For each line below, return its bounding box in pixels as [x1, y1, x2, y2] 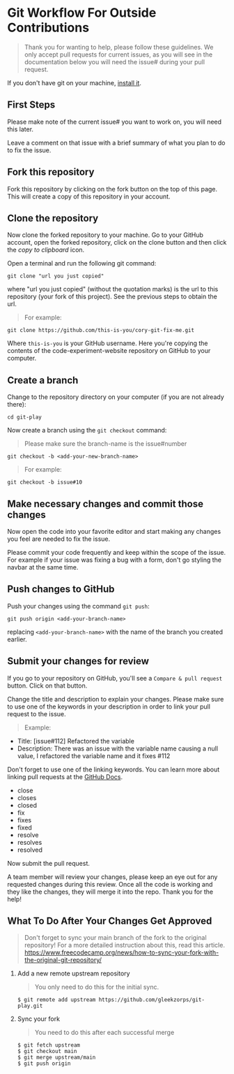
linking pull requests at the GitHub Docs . [7, 772, 123, 781]
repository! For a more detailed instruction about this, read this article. [24, 941, 225, 950]
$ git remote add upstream [17, 996, 96, 1003]
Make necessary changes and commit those [7, 498, 204, 509]
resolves [17, 838, 42, 846]
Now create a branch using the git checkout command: [7, 426, 167, 435]
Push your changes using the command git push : [7, 602, 150, 610]
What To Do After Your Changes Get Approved [7, 915, 212, 927]
